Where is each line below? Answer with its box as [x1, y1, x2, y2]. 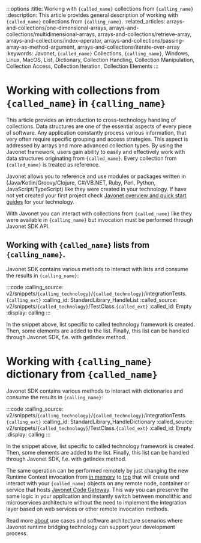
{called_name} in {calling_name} [6, 96, 166, 110]
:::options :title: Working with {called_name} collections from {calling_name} [6, 5, 194, 12]
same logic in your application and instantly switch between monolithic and [6, 492, 192, 500]
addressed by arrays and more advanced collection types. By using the [6, 141, 183, 149]
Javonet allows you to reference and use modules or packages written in [6, 173, 186, 180]
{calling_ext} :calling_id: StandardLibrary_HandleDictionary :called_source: [6, 418, 194, 425]
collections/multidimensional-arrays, [6, 31, 97, 38]
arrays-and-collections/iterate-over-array [77, 43, 180, 51]
